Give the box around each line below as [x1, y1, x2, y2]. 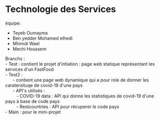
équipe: [5, 20, 21, 26]
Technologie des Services [5, 4, 116, 15]
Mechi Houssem [12, 46, 47, 52]
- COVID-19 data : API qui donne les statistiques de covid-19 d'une [16, 93, 154, 99]
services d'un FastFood [5, 66, 54, 72]
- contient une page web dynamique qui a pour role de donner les [12, 77, 149, 83]
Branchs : [5, 55, 25, 61]
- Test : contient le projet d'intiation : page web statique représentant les [5, 61, 155, 67]
